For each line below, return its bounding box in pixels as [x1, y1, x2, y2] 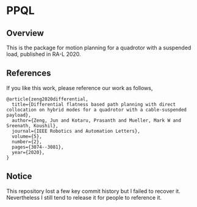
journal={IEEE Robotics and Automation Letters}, [12, 128, 140, 134]
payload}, [6, 112, 32, 118]
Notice [6, 171, 32, 181]
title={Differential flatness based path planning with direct [12, 101, 176, 107]
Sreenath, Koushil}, [6, 122, 59, 128]
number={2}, [12, 138, 43, 145]
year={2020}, [12, 149, 45, 155]
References [6, 68, 51, 79]
